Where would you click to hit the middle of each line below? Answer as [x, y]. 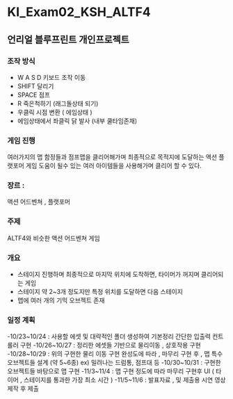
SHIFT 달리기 [35, 86]
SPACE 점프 [34, 95]
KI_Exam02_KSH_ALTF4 [79, 12]
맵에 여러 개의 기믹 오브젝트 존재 [61, 300]
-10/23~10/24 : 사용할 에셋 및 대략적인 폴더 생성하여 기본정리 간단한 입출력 [109, 336]
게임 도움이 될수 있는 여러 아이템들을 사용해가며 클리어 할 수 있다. [113, 166]
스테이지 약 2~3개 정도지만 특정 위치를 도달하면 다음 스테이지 [100, 292]
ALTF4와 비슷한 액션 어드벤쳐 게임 [54, 238]
